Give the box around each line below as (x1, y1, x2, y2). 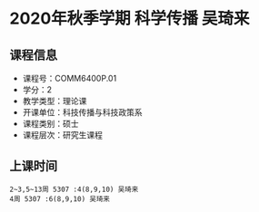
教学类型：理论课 (22, 96, 87, 106)
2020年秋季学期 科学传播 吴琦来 (9, 8, 250, 29)
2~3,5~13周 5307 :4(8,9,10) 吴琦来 (9, 185, 139, 194)
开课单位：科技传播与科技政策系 (22, 107, 143, 118)
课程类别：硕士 (22, 119, 79, 129)
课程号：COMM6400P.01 (22, 73, 117, 83)
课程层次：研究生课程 (22, 130, 103, 140)
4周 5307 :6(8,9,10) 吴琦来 (9, 194, 111, 204)
